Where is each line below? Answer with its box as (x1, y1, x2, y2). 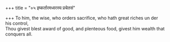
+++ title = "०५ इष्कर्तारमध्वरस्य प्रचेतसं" (5, 5, 76, 11)
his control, (5, 20, 29, 26)
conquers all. (5, 31, 32, 37)
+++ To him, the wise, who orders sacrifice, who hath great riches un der (5, 15, 158, 21)
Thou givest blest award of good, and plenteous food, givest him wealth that (5, 26, 165, 31)
